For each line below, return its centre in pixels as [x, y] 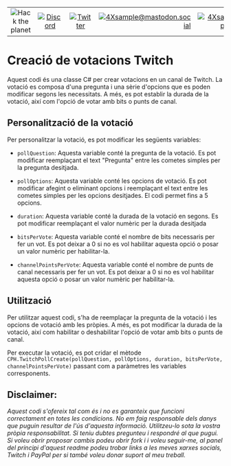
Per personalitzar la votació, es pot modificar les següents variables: [104, 140]
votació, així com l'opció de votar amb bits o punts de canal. [92, 101]
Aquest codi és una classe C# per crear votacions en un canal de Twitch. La [115, 79]
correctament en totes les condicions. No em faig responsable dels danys [112, 419]
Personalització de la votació [70, 123]
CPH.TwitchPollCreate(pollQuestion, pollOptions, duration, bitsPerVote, [115, 359]
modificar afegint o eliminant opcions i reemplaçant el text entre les [112, 188]
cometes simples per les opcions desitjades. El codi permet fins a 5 [112, 195]
